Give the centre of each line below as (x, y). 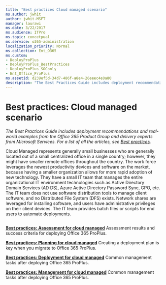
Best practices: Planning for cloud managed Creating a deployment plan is (82, 242)
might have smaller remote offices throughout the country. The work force (81, 161)
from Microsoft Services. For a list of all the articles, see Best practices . (79, 142)
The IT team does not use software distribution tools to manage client (76, 193)
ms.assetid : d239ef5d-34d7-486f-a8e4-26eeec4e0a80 (59, 78)
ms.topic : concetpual (28, 37)
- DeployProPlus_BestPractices (38, 64)
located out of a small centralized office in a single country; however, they (81, 156)
